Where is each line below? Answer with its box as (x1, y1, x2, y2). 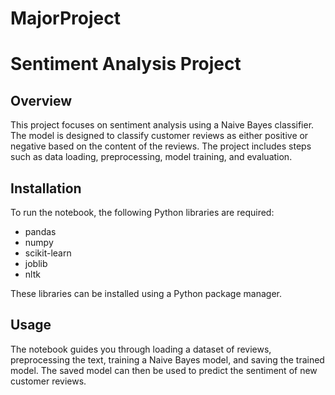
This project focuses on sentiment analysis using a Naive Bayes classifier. (10, 119, 315, 131)
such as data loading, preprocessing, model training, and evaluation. (10, 151, 293, 163)
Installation (10, 180, 82, 197)
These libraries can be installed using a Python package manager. (10, 288, 282, 299)
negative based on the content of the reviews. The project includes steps (10, 140, 312, 152)
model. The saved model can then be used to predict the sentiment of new (10, 364, 318, 376)
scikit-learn (24, 247, 72, 259)
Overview (10, 92, 73, 109)
